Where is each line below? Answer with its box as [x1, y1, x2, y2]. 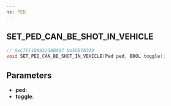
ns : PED [6, 9, 26, 15]
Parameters [6, 70, 52, 80]
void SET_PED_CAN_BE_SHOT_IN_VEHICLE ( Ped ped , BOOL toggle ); [6, 53, 166, 60]
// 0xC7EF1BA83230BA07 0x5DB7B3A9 [6, 48, 95, 54]
